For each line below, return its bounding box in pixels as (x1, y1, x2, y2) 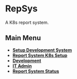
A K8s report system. (5, 19, 49, 25)
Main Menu (5, 34, 41, 42)
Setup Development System (12, 47, 72, 53)
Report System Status (12, 68, 59, 74)
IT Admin (12, 63, 32, 69)
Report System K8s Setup (12, 52, 67, 58)
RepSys (5, 3, 38, 14)
